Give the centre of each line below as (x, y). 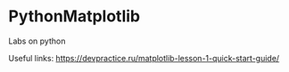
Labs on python (37, 41)
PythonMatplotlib (74, 16)
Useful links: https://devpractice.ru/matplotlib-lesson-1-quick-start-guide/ (144, 58)
